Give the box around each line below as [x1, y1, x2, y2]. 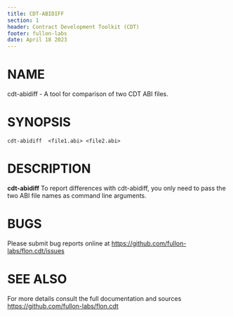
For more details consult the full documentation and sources [7, 294, 182, 302]
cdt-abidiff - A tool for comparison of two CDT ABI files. [7, 90, 168, 98]
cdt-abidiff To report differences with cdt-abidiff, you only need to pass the [7, 184, 226, 192]
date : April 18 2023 [7, 36, 68, 43]
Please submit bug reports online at [7, 239, 110, 248]
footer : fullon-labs [7, 29, 68, 37]
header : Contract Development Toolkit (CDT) [7, 23, 140, 30]
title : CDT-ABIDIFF [7, 10, 65, 18]
